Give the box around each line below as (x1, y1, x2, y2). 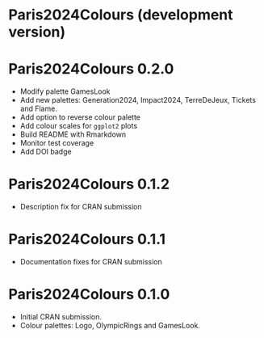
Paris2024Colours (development (8, 6, 233, 24)
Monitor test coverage (19, 138, 94, 148)
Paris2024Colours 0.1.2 (8, 175, 170, 193)
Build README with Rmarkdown (19, 129, 127, 139)
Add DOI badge (19, 147, 72, 157)
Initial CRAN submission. (19, 311, 103, 321)
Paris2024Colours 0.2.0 (8, 60, 174, 78)
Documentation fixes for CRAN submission (19, 257, 163, 266)
